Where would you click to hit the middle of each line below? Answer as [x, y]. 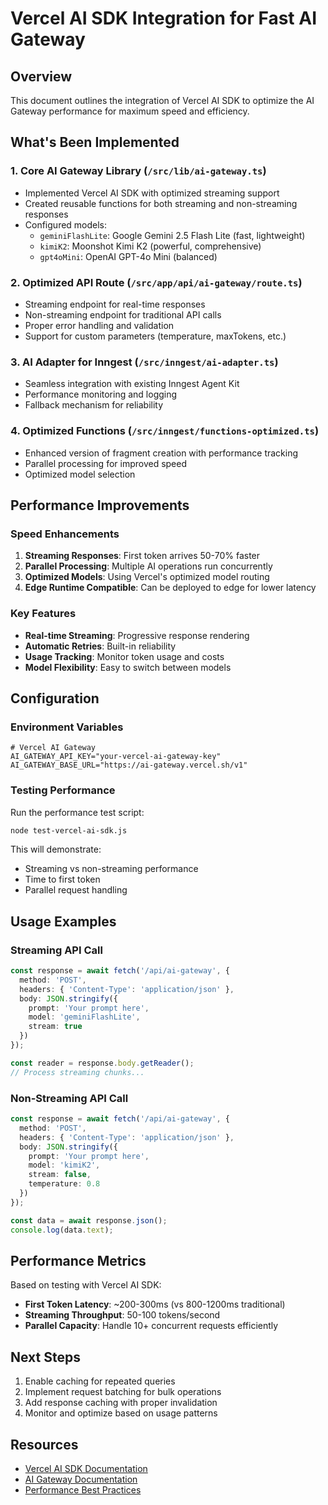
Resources [44, 1444]
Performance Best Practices [83, 1489]
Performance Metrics [78, 1260]
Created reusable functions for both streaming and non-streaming [161, 203]
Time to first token [62, 879]
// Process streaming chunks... [77, 1072]
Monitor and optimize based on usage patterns [121, 1413]
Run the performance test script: [77, 812]
